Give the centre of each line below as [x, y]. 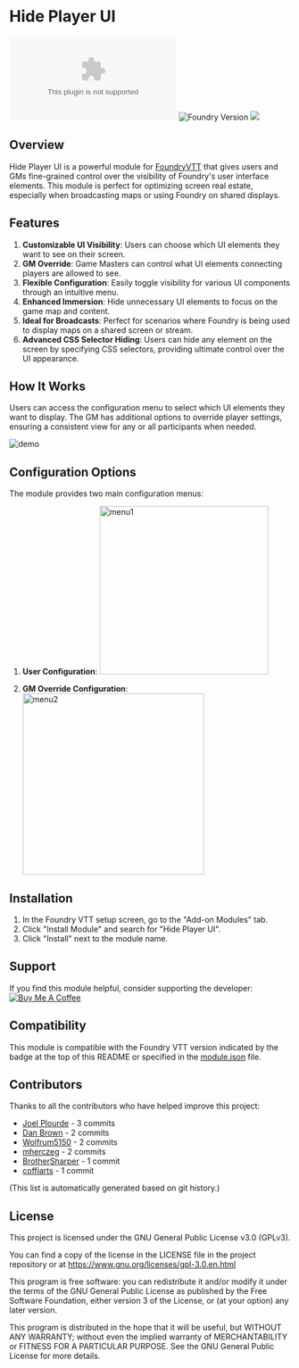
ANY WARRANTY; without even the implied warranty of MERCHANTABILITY [149, 1337]
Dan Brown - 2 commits [66, 1133]
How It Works [48, 386]
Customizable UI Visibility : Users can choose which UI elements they [151, 245]
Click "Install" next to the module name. [95, 938]
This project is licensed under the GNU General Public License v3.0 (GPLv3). [150, 1238]
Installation [41, 898]
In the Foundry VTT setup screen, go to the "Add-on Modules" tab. [145, 920]
